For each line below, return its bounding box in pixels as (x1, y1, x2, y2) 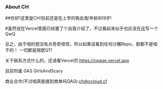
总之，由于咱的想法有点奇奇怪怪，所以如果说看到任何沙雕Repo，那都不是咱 (5, 41, 158, 47)
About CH (5, 3, 29, 10)
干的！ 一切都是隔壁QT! (5, 47, 53, 53)
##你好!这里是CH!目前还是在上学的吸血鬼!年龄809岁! (5, 15, 112, 21)
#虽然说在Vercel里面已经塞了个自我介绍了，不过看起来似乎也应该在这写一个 (5, 25, 159, 31)
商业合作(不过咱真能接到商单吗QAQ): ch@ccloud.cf (5, 78, 108, 84)
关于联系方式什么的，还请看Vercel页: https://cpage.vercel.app (5, 58, 129, 64)
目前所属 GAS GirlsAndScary (5, 68, 63, 74)
